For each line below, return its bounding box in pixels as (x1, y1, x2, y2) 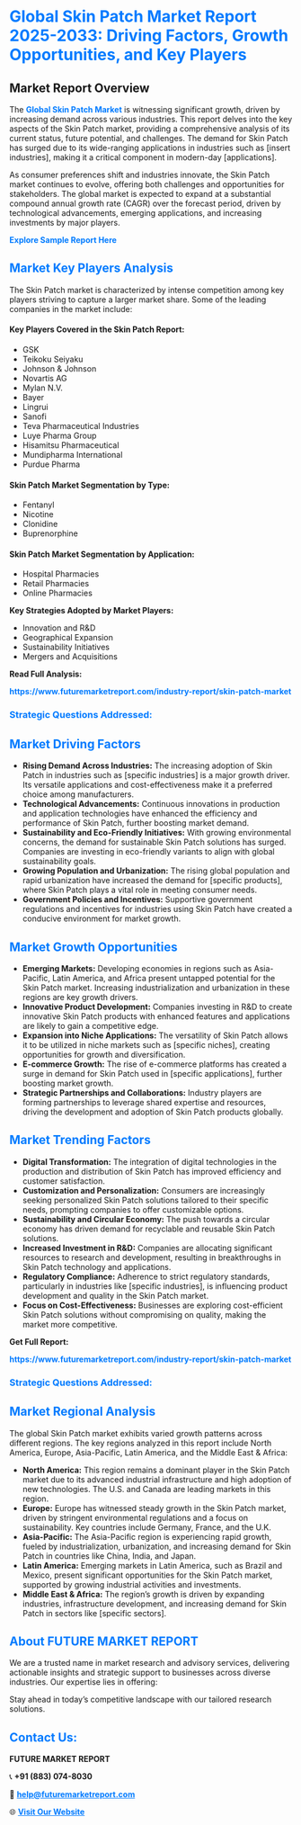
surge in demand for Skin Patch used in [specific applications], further (22, 1068, 283, 1078)
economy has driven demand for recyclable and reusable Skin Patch (22, 1223, 276, 1234)
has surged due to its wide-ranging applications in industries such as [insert (9, 142, 291, 153)
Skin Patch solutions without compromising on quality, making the (22, 1309, 267, 1320)
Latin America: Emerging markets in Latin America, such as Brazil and (22, 1560, 283, 1570)
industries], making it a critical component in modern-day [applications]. (9, 152, 277, 163)
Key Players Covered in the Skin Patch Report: (9, 324, 185, 335)
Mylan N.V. (22, 382, 63, 393)
